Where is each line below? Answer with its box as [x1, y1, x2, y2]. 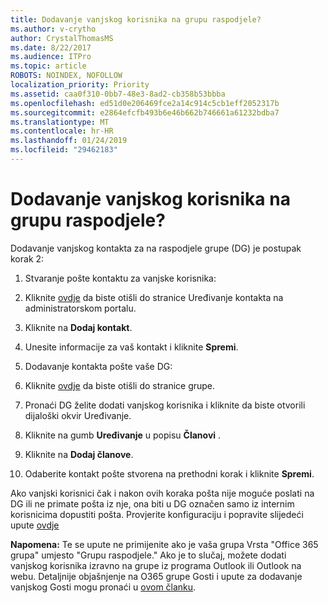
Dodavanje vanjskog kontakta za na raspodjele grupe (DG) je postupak [10, 242, 302, 254]
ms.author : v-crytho [10, 24, 97, 34]
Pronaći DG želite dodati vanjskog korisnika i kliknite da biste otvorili [24, 399, 306, 411]
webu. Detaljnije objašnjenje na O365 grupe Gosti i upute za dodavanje [10, 570, 303, 582]
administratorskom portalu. [24, 302, 137, 314]
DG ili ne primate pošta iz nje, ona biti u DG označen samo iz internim [10, 497, 295, 510]
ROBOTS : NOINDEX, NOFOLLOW [10, 71, 123, 81]
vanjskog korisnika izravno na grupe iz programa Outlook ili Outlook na [10, 559, 302, 571]
